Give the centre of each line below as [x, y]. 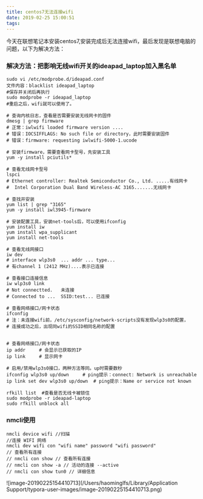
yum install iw [26, 227]
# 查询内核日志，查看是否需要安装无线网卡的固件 [59, 115]
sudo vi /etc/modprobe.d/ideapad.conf [55, 79]
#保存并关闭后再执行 [28, 92]
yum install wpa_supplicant [42, 232]
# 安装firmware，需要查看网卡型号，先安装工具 [58, 152]
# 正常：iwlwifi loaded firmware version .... [65, 127]
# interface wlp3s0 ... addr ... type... [61, 260]
